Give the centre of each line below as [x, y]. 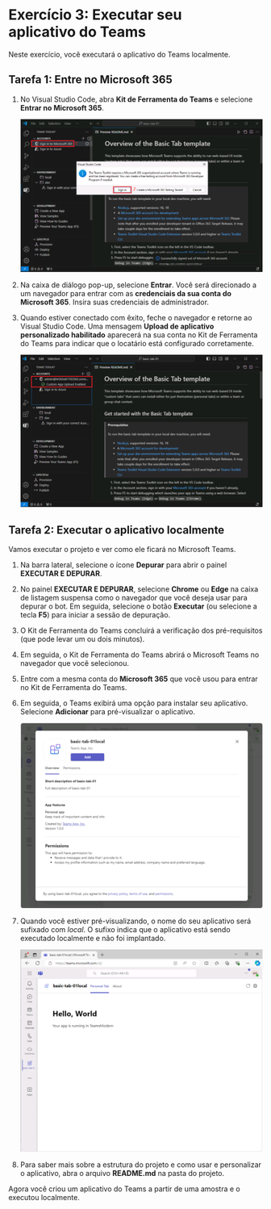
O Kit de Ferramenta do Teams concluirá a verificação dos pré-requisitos [141, 630]
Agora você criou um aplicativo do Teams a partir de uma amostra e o [124, 1189]
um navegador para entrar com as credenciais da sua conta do [126, 294]
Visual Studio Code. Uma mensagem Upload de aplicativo [117, 326]
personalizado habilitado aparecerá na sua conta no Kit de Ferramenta [139, 335]
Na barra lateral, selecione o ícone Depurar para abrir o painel [123, 565]
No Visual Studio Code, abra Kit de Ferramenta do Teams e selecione [136, 99]
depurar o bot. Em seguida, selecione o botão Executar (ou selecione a [139, 606]
